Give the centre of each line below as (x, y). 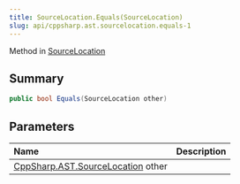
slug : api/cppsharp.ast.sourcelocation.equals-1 (100, 26)
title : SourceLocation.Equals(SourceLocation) (96, 17)
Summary (37, 78)
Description (201, 151)
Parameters (42, 126)
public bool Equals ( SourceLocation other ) (88, 99)
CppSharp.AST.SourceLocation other (90, 166)
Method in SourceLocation (57, 50)
